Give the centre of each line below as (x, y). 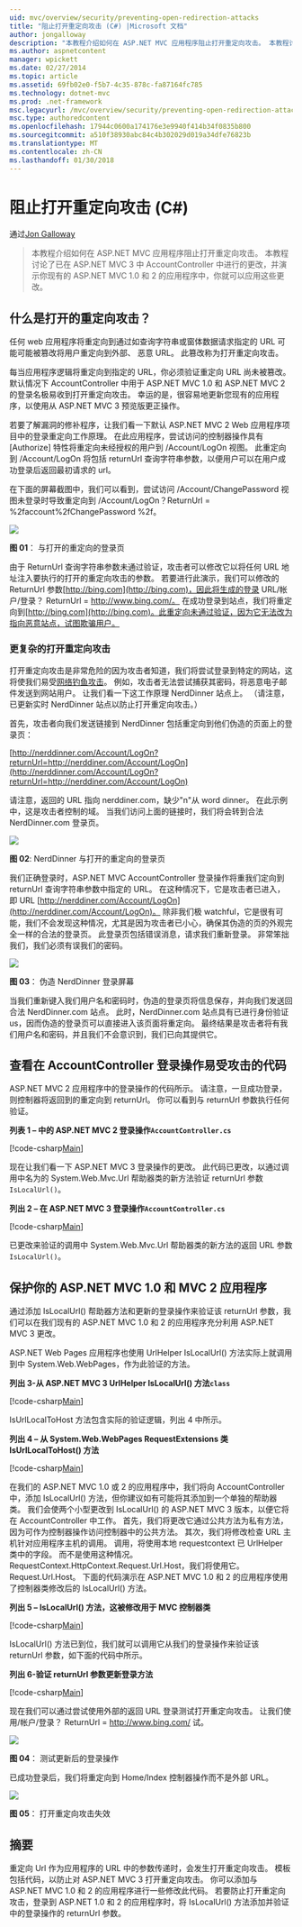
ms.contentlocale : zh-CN (56, 151)
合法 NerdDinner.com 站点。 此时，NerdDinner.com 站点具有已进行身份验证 (149, 1011)
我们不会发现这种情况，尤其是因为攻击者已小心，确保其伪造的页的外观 (155, 922)
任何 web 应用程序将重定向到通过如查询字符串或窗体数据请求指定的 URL (142, 342)
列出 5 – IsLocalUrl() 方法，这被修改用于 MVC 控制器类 (110, 1607)
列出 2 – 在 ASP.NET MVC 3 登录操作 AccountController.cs (117, 1209)
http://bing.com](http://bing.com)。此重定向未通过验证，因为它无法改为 (160, 612)
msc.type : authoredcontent (60, 118)
